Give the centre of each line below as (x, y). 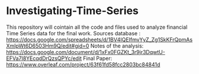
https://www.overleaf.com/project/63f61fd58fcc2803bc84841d (83, 64)
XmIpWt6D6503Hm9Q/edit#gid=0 (48, 46)
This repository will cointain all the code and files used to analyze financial (97, 27)
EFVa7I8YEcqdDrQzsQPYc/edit (44, 58)
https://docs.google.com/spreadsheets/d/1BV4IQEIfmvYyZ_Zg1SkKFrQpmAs (99, 39)
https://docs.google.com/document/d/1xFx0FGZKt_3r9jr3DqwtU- (86, 52)
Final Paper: (97, 58)
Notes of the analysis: (117, 46)
